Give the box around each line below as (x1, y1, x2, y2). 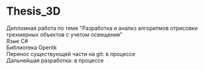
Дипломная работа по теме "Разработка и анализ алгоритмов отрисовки (6, 24, 198, 32)
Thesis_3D (6, 4, 61, 18)
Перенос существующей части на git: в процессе (6, 50, 136, 57)
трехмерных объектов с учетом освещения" (6, 30, 123, 38)
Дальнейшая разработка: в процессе (6, 57, 104, 64)
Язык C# (6, 37, 29, 44)
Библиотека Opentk (6, 44, 57, 51)
